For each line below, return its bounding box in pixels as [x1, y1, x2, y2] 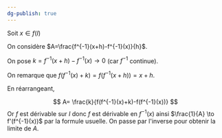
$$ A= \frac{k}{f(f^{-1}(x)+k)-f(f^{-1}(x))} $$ [52, 97, 179, 106]
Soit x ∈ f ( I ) [7, 29, 41, 37]
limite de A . [7, 124, 39, 133]
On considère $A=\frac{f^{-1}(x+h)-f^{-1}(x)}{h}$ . [7, 42, 148, 50]
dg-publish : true [7, 10, 57, 17]
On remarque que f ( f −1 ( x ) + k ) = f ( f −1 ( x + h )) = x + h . [7, 70, 155, 79]
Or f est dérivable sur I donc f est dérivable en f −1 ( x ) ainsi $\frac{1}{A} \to [7, 108, 214, 117]
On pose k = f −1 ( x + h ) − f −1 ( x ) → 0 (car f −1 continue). [7, 56, 159, 65]
